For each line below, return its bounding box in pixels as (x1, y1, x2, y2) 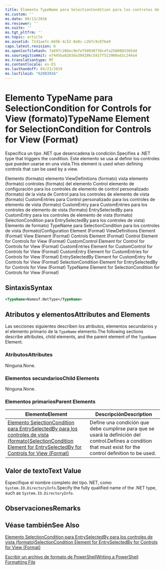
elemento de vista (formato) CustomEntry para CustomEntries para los (5, 201, 148, 207)
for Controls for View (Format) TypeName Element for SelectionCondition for (5, 264, 160, 270)
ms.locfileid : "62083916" (5, 71, 58, 76)
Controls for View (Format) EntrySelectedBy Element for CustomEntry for (5, 254, 153, 259)
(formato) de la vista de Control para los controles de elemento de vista (5, 191, 150, 197)
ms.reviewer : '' (5, 21, 38, 26)
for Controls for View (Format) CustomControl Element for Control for (5, 238, 145, 244)
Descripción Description (95, 411, 152, 418)
